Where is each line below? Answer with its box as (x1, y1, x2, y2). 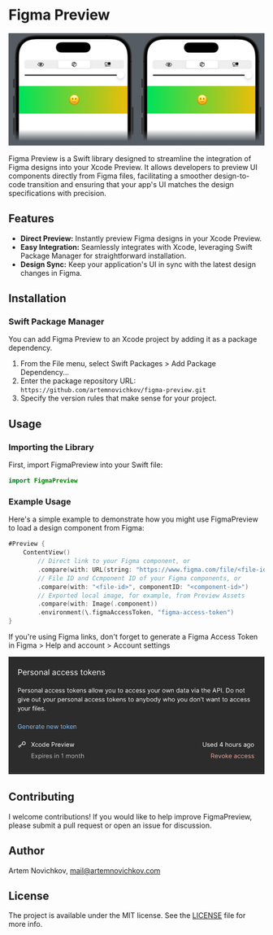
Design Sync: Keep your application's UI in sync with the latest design (19, 259, 256, 269)
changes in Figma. (19, 268, 83, 277)
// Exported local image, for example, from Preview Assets (37, 592, 245, 600)
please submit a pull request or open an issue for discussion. (8, 820, 212, 830)
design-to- (214, 171, 250, 181)
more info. (8, 920, 43, 929)
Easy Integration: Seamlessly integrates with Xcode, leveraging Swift (19, 242, 253, 251)
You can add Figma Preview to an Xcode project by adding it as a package (8, 334, 258, 344)
